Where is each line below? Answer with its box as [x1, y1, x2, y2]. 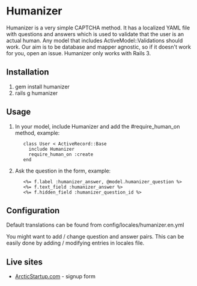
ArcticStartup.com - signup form [14, 273, 96, 280]
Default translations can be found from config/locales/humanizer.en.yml [6, 221, 184, 229]
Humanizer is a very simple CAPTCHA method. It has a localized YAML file [6, 24, 190, 31]
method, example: [14, 129, 60, 136]
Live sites [6, 257, 43, 267]
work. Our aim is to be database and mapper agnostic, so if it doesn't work [6, 43, 191, 50]
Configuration [6, 205, 60, 216]
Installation [6, 67, 49, 78]
